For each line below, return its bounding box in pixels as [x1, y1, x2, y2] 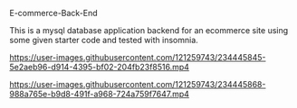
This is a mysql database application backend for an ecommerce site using [9, 25, 289, 35]
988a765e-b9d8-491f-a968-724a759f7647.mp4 [9, 89, 190, 99]
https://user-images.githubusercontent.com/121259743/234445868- [9, 79, 266, 89]
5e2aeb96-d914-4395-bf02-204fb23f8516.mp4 [9, 62, 190, 72]
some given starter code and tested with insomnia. [9, 35, 199, 45]
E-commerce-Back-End [9, 8, 98, 18]
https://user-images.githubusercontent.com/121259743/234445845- [9, 52, 266, 62]
